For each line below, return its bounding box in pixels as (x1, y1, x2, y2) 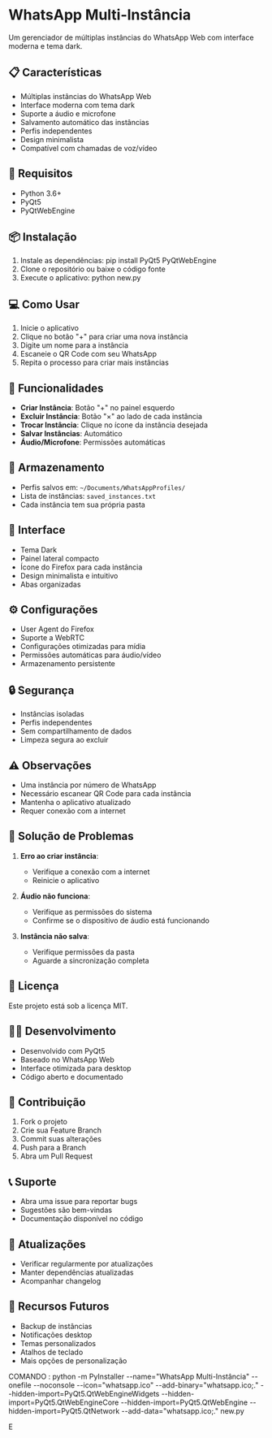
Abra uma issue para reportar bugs (19, 1197, 138, 1206)
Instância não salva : (19, 931, 89, 941)
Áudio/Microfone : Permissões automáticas (19, 437, 166, 447)
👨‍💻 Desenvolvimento (8, 1024, 116, 1038)
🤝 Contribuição (8, 1095, 86, 1109)
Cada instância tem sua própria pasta (19, 500, 146, 509)
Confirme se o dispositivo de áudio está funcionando (32, 916, 209, 925)
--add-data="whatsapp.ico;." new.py (121, 1406, 245, 1415)
